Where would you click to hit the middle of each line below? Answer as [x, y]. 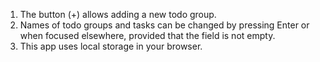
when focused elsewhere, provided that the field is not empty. [147, 35]
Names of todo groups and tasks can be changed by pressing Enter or [164, 25]
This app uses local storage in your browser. [111, 46]
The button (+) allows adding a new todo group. [118, 14]
